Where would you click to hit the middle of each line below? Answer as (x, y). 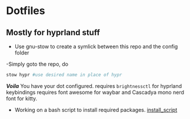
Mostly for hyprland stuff (53, 33)
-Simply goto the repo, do (37, 64)
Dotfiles (26, 11)
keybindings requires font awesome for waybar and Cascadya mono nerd (95, 92)
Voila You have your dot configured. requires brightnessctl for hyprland (94, 86)
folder (22, 53)
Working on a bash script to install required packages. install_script (96, 110)
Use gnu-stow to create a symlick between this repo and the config (96, 46)
